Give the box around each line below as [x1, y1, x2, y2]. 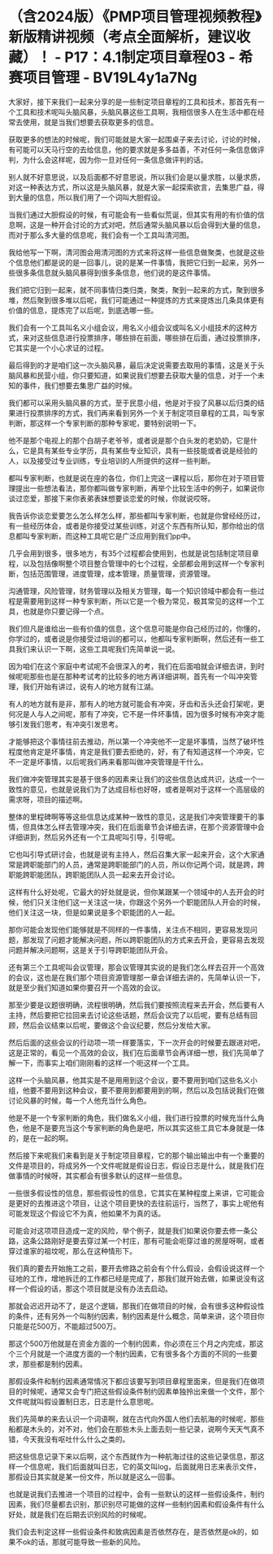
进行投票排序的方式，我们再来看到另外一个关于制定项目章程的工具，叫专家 [15, 408, 265, 417]
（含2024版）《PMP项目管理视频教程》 [8, 7, 262, 26]
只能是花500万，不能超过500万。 [8, 1321, 120, 1331]
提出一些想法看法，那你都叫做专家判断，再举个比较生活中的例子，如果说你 [15, 483, 265, 493]
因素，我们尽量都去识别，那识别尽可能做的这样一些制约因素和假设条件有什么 [8, 1499, 265, 1509]
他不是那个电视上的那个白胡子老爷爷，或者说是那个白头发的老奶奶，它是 [8, 435, 250, 445]
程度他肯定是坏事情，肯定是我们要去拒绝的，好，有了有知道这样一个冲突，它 [8, 746, 265, 757]
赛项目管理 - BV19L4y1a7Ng [8, 68, 197, 87]
